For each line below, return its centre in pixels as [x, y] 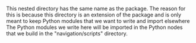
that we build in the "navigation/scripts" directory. [67, 34]
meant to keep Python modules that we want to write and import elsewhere [98, 21]
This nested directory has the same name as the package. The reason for [96, 9]
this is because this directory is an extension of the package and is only [94, 15]
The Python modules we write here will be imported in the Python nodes [94, 27]
